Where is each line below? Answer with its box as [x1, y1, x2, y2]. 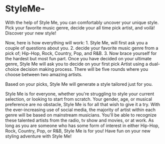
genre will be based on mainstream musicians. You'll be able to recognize [5, 112, 156, 118]
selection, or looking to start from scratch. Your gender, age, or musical [5, 96, 152, 102]
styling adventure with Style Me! [5, 133, 72, 139]
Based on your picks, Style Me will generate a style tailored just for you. [5, 81, 153, 87]
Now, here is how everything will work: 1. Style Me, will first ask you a [5, 39, 148, 45]
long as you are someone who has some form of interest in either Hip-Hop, [5, 123, 159, 129]
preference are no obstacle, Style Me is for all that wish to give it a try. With [5, 101, 160, 107]
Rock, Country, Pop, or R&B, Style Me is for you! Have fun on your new [5, 128, 151, 134]
